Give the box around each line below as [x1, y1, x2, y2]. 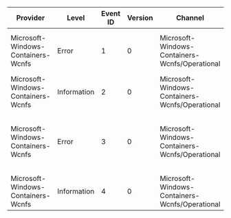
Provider [16, 13, 45, 23]
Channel [176, 13, 205, 23]
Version [126, 13, 153, 23]
